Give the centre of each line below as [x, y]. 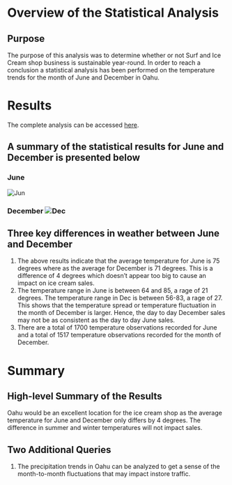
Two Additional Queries [59, 450]
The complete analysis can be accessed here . [73, 125]
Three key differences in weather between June [114, 233]
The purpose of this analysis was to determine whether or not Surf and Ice [114, 55]
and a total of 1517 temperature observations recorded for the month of [119, 335]
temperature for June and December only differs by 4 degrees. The [104, 420]
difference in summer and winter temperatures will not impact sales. [105, 428]
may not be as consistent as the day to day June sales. [96, 320]
